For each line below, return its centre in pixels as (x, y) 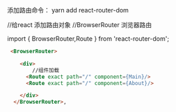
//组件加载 (46, 70)
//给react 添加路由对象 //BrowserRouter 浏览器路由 (79, 25)
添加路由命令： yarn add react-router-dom (68, 10)
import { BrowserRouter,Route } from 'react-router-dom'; (88, 39)
